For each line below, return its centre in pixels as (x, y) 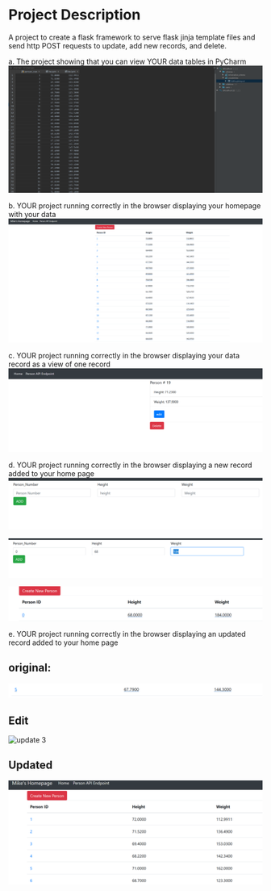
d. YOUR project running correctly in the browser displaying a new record (130, 465)
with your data (32, 215)
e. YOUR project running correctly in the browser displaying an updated (127, 634)
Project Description (75, 15)
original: (30, 668)
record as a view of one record (60, 364)
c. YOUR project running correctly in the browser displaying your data (124, 356)
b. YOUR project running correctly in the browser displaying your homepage (135, 206)
